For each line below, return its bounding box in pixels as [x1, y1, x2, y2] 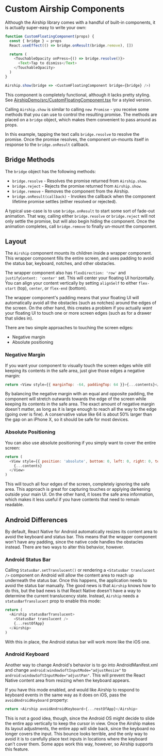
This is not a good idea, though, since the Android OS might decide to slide [5, 715, 155, 721]
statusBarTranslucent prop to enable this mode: [5, 598, 101, 604]
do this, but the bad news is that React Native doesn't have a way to [5, 588, 141, 594]
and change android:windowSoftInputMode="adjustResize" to [5, 667, 127, 673]
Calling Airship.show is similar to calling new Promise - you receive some [5, 106, 149, 112]
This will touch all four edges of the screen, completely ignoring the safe [5, 481, 150, 487]
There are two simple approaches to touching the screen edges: [5, 325, 133, 331]
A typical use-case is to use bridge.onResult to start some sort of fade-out [5, 208, 155, 214]
